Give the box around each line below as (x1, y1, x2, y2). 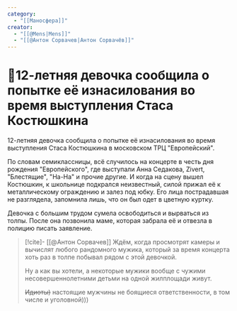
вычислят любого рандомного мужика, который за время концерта (24, 246, 230, 254)
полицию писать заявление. (7, 224, 93, 233)
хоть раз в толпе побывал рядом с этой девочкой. (24, 253, 177, 261)
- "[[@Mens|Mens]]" (13, 30, 71, 38)
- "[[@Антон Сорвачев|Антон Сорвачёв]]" (13, 37, 134, 44)
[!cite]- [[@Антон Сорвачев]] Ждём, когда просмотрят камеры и (24, 238, 221, 246)
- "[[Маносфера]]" (13, 17, 69, 24)
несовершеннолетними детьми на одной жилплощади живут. (24, 274, 212, 283)
